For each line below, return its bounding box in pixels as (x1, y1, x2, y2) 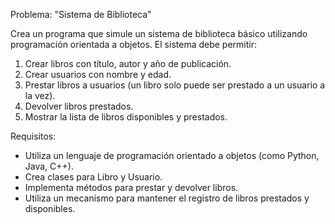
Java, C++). (24, 160, 74, 172)
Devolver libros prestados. (24, 100, 134, 112)
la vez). (24, 90, 56, 101)
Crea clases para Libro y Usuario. (24, 171, 163, 183)
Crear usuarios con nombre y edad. (24, 69, 172, 80)
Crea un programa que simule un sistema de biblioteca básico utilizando (10, 28, 308, 39)
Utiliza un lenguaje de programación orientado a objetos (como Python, (24, 150, 320, 161)
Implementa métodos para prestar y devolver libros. (24, 182, 239, 193)
